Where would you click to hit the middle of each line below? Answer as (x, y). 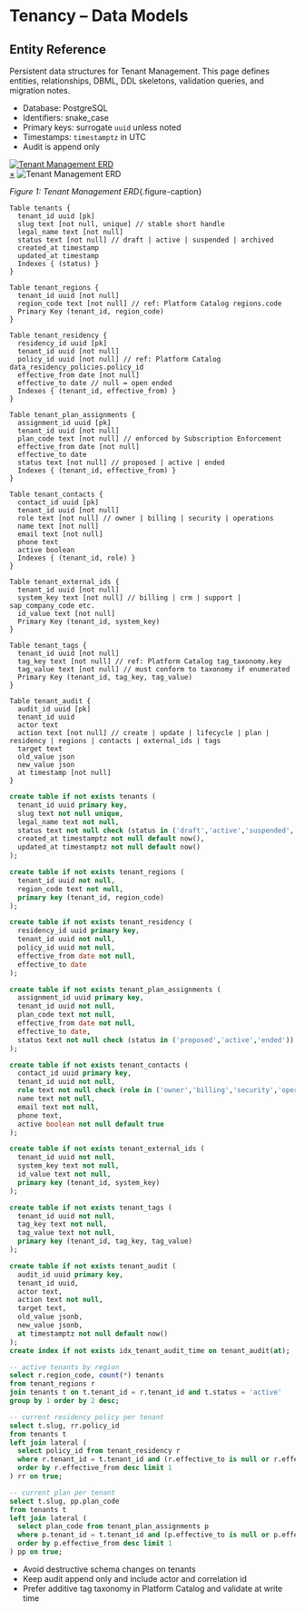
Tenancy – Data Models (99, 16)
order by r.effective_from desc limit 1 (95, 1468)
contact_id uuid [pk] (59, 502)
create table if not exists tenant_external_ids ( (107, 1149)
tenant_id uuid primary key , (73, 805)
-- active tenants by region (64, 1367)
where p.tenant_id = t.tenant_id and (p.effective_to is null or (144, 1535)
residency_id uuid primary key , (79, 931)
